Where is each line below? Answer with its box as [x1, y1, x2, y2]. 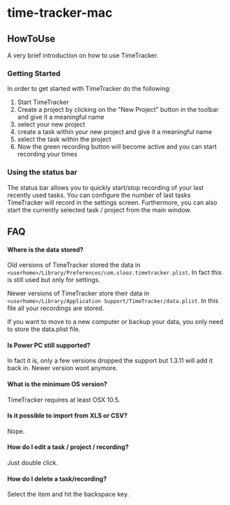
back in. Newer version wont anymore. [7, 364, 118, 372]
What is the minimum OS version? [7, 379, 108, 388]
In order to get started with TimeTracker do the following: [7, 85, 171, 93]
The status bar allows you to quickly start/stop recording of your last [7, 183, 204, 191]
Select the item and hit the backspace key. [7, 490, 130, 499]
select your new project [17, 120, 86, 129]
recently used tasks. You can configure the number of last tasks [7, 191, 191, 199]
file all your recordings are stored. [7, 304, 105, 312]
